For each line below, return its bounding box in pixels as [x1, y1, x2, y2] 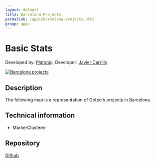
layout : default [5, 7, 39, 12]
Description [5, 83, 42, 92]
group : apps [5, 21, 30, 26]
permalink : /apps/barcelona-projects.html [5, 16, 95, 21]
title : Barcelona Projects [5, 12, 61, 17]
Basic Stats [5, 43, 53, 54]
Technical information [5, 111, 75, 120]
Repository [5, 139, 40, 147]
